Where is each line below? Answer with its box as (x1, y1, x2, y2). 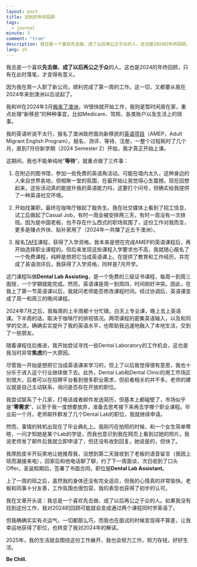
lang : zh (6, 47, 28, 53)
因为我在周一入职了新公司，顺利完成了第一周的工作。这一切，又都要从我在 (6, 83, 186, 90)
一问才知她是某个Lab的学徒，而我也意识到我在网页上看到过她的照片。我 (16, 430, 190, 437)
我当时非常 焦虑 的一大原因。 (6, 349, 73, 356)
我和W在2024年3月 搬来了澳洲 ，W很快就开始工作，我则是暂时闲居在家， (6, 103, 181, 110)
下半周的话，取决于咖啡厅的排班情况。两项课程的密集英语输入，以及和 (16, 315, 186, 322)
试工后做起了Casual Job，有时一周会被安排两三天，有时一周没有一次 (14, 211, 181, 218)
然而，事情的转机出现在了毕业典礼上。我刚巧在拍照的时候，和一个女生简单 (6, 423, 186, 430)
